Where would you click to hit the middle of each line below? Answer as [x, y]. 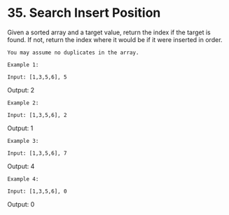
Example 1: [23, 64]
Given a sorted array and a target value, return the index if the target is [109, 32]
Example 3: [23, 141]
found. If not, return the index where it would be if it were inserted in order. [115, 39]
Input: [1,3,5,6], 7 [37, 153]
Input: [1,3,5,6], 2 [37, 115]
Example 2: [23, 103]
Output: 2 [21, 90]
